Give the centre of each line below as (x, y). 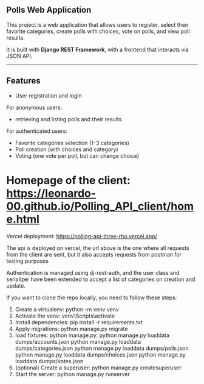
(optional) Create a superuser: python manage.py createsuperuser (98, 368)
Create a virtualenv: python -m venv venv (67, 309)
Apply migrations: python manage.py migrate (72, 329)
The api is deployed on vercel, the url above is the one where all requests (98, 248)
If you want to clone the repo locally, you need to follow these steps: (92, 297)
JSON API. (19, 56)
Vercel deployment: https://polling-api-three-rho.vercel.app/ (82, 236)
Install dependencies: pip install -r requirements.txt (79, 322)
